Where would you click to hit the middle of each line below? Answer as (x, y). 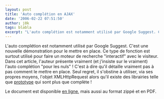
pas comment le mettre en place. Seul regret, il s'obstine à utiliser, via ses (79, 72)
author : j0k (17, 23)
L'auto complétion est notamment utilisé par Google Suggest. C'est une (77, 46)
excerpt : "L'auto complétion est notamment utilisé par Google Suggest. (81, 32)
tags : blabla (18, 28)
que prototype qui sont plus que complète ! (48, 82)
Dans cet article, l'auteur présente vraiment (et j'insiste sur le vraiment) (76, 61)
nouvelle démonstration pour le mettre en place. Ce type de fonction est (78, 51)
